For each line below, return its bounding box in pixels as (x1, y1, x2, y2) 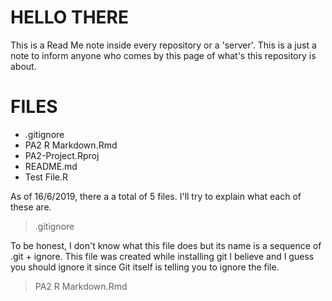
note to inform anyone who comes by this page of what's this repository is (10, 49, 317, 61)
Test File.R (24, 171, 69, 183)
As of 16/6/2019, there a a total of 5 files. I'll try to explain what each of (10, 190, 302, 202)
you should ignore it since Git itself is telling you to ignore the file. (10, 261, 280, 273)
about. (10, 60, 37, 72)
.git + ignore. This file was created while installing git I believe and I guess (10, 250, 315, 262)
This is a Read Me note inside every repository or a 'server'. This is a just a (10, 39, 317, 51)
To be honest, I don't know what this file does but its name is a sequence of (10, 239, 322, 251)
